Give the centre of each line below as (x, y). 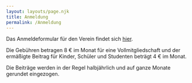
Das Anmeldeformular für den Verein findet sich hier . (70, 39)
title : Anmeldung (27, 17)
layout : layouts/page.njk (37, 11)
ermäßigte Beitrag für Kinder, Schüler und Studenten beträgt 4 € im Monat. (97, 57)
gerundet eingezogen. (33, 74)
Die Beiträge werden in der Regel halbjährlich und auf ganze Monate (88, 68)
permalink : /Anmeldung (34, 22)
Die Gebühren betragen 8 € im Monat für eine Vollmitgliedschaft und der (93, 50)
